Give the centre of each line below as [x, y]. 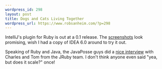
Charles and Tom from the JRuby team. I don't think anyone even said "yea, [81, 57]
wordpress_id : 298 [24, 10]
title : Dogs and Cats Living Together [45, 19]
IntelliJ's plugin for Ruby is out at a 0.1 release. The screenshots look [74, 37]
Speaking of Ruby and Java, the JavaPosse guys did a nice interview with [79, 52]
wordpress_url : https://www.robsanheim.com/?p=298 [58, 23]
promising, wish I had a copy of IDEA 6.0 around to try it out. [66, 43]
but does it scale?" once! [30, 62]
